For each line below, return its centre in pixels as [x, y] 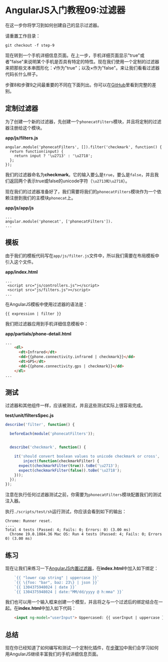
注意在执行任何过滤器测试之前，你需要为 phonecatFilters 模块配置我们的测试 [83, 495]
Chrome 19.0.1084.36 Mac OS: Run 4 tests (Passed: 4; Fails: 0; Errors [86, 534]
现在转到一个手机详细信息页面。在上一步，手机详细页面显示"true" [73, 55]
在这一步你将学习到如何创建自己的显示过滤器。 [53, 25]
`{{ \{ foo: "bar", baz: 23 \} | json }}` [57, 582]
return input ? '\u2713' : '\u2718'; [53, 156]
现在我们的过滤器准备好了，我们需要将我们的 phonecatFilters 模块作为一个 [81, 191]
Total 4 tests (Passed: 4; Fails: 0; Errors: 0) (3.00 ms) [68, 530]
